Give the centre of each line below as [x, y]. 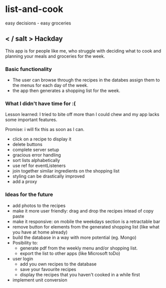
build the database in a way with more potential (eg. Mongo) [74, 237]
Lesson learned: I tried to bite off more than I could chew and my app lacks [82, 114]
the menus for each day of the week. [50, 85]
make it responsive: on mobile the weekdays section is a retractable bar [86, 221]
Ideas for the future [29, 194]
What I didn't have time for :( [40, 103]
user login [23, 258]
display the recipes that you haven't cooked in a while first [80, 274]
